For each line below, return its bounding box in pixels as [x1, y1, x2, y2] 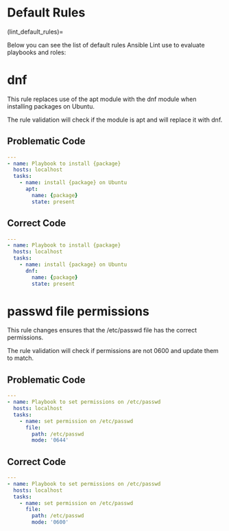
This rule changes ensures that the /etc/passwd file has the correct [7, 326, 197, 335]
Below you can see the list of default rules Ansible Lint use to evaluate [7, 41, 205, 49]
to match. [7, 354, 34, 362]
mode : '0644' [32, 437, 69, 444]
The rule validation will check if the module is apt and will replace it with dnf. [7, 115, 223, 124]
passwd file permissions [7, 304, 149, 319]
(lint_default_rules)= [7, 27, 64, 36]
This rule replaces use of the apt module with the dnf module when [7, 95, 197, 103]
